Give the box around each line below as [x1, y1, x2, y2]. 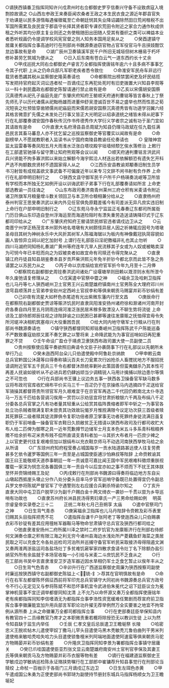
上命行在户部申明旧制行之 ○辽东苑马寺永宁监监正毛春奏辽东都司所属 [5, 206, 156, 211]
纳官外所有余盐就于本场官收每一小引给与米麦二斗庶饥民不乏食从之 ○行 [5, 552, 160, 558]
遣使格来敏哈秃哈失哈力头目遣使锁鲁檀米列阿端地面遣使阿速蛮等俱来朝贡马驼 [5, 634, 164, 639]
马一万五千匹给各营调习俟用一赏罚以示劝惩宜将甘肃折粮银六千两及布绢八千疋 [5, 395, 164, 400]
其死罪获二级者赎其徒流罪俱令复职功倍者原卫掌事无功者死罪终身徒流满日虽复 [5, 413, 164, 419]
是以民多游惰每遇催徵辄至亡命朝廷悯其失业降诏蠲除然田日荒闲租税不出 [18, 17, 164, 23]
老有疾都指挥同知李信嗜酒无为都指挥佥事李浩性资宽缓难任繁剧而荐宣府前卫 [5, 596, 159, 601]
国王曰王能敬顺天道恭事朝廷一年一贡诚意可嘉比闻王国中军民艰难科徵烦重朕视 [5, 457, 164, 463]
